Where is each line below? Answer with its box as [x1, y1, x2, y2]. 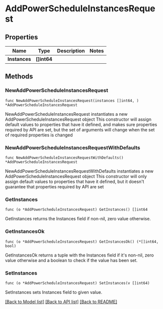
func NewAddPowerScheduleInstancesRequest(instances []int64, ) [5, 98, 139, 103]
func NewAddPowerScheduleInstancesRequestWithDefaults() [5, 155, 124, 160]
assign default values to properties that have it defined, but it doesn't [5, 179, 144, 184]
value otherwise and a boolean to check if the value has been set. [5, 257, 138, 263]
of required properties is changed [5, 132, 73, 138]
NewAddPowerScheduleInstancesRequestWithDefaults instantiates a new [5, 168, 154, 174]
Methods [5, 72, 33, 81]
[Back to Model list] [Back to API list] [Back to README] [5, 299, 117, 305]
